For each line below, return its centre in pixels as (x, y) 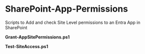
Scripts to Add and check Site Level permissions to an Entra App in (73, 22)
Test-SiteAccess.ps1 (27, 46)
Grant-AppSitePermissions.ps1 (37, 37)
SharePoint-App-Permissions (67, 9)
